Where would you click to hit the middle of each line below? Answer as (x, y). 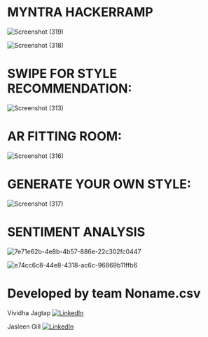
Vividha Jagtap (29, 312)
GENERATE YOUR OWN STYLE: (99, 184)
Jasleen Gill (24, 326)
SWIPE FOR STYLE (62, 74)
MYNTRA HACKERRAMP (80, 12)
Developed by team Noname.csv (104, 293)
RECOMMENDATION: (70, 89)
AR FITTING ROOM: (65, 137)
